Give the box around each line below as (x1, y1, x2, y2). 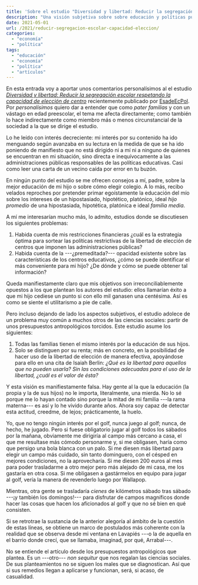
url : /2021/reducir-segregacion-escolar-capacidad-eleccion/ (6, 25, 160, 31)
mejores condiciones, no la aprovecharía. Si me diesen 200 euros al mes (6, 458, 183, 465)
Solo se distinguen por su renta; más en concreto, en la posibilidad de (14, 347, 184, 354)
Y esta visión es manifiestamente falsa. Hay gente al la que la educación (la (6, 383, 189, 390)
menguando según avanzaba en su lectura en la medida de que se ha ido (6, 140, 184, 147)
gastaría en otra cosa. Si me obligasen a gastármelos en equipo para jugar (6, 470, 187, 477)
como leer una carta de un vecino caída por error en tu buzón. (6, 166, 157, 173)
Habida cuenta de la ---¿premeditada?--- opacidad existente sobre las (14, 250, 187, 257)
